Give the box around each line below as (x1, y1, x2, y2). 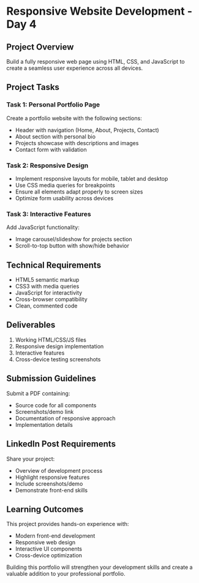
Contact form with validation (15, 146, 87, 153)
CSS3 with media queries (15, 283, 80, 290)
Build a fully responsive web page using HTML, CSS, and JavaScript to (6, 58, 185, 65)
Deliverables (6, 320, 56, 330)
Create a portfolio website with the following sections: (6, 115, 142, 122)
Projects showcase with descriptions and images (15, 139, 139, 146)
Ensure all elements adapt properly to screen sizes (15, 188, 143, 195)
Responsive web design (15, 539, 76, 546)
